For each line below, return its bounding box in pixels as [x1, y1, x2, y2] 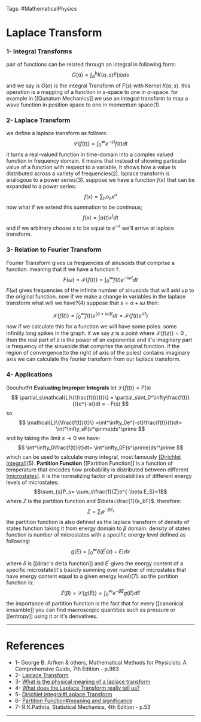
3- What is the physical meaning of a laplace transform [14, 678, 151, 685]
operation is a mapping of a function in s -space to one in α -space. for [6, 88, 178, 95]
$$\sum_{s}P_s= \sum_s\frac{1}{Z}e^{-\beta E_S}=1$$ [33, 488, 167, 495]
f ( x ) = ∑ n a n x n [84, 191, 117, 202]
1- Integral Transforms [6, 47, 72, 56]
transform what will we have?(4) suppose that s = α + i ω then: [6, 299, 160, 307]
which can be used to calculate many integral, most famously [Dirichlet [6, 453, 181, 460]
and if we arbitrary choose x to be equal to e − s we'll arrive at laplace [6, 223, 175, 231]
